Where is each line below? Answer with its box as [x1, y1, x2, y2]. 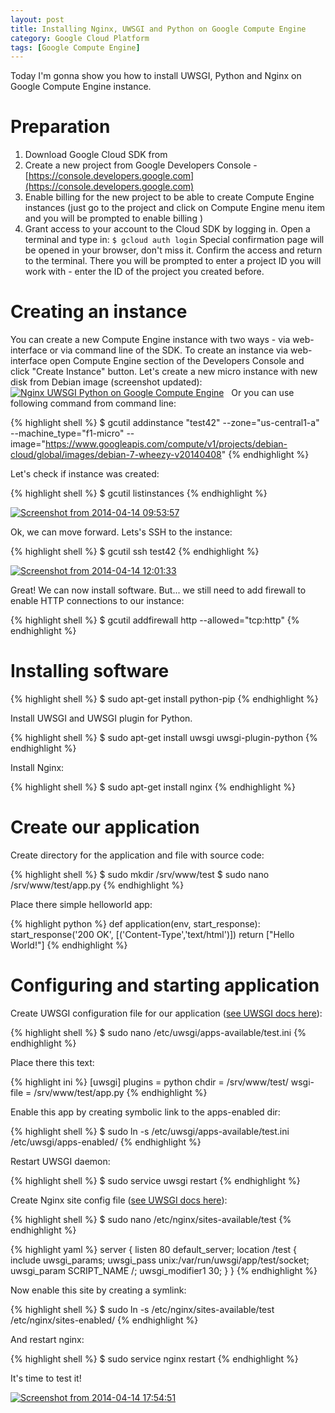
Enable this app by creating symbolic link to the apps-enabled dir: [10, 1106, 281, 1118]
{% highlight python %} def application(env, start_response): [10, 918, 261, 930]
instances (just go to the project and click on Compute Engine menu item [24, 202, 326, 214]
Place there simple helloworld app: [10, 899, 153, 910]
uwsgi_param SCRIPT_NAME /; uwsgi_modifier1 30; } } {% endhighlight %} [10, 1264, 318, 1276]
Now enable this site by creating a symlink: [10, 1284, 187, 1296]
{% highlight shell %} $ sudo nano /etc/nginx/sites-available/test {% [10, 1213, 292, 1225]
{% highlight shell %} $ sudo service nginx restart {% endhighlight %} [10, 1352, 299, 1365]
